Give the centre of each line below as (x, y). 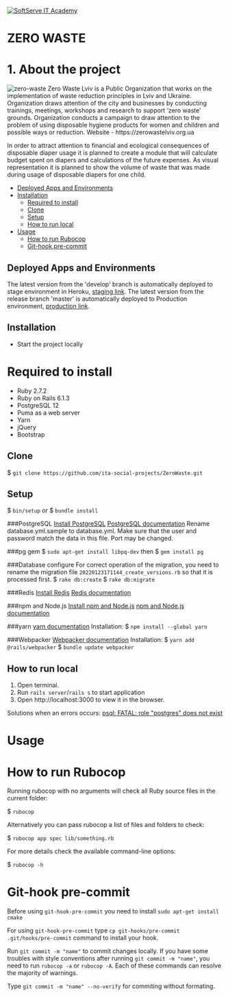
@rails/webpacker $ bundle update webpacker (71, 647)
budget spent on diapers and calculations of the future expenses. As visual (113, 160)
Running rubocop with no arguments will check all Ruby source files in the (111, 791)
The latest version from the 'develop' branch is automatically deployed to (110, 284)
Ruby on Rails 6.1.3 (43, 398)
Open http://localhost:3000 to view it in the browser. (91, 700)
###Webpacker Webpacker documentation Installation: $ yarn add (101, 640)
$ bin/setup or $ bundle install (53, 510)
